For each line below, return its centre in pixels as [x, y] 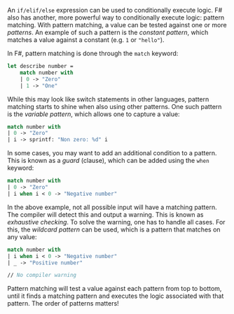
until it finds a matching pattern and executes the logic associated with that [116, 296]
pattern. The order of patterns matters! [63, 304]
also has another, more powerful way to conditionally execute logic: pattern [116, 17]
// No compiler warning [42, 276]
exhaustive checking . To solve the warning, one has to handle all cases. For [116, 222]
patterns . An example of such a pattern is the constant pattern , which [108, 32]
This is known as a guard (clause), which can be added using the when [108, 161]
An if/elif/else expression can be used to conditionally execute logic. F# [115, 10]
